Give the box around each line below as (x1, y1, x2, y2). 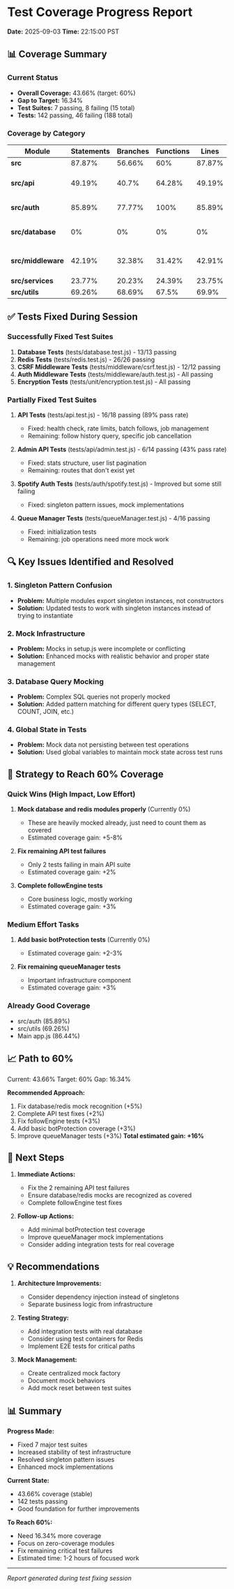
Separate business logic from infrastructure (27, 1300, 153, 1308)
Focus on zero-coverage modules (17, 1539, 115, 1548)
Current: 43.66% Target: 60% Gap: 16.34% (7, 1075, 131, 1083)
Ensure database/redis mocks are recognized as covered (27, 1191, 192, 1200)
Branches (116, 146, 150, 156)
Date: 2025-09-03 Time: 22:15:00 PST (7, 27, 120, 36)
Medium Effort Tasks (7, 920, 79, 930)
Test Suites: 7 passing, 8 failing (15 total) (17, 103, 135, 112)
